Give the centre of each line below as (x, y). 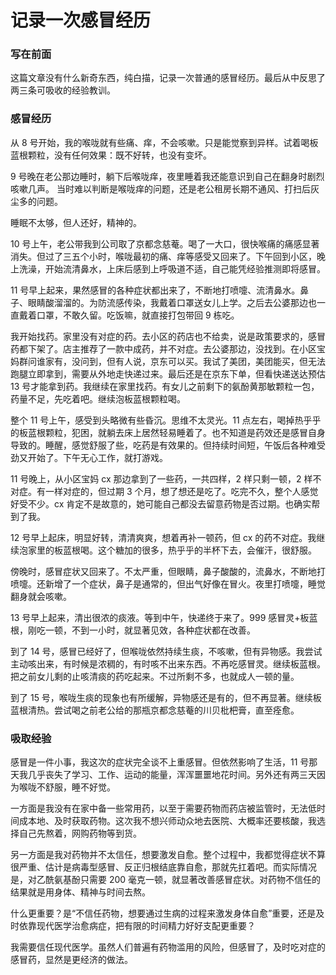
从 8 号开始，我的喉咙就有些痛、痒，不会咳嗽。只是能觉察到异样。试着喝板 (164, 142)
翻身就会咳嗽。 (41, 596)
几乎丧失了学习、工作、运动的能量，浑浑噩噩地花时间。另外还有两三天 (172, 775)
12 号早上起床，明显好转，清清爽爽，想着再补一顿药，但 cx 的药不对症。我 (163, 537)
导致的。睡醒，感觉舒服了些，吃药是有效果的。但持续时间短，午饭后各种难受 (168, 445)
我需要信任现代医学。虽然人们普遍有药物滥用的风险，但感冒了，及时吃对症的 (168, 947)
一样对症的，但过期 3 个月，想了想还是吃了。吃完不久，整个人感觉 (181, 491)
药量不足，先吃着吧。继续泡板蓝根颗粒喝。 (98, 398)
